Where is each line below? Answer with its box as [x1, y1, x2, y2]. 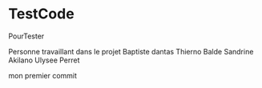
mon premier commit [8, 70, 78, 80]
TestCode [8, 5, 75, 23]
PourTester [8, 31, 45, 41]
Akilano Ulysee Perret [8, 55, 80, 65]
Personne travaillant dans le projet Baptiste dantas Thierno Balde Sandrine [8, 46, 254, 56]
